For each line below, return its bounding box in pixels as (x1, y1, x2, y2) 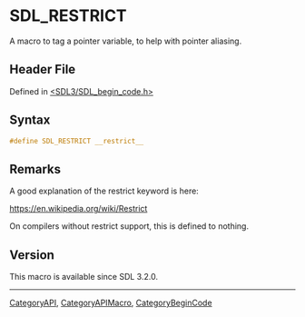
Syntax (9, 113, 51, 128)
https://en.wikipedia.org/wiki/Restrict (9, 203, 148, 214)
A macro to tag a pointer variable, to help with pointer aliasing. (9, 35, 242, 46)
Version (9, 247, 54, 263)
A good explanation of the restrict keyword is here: (9, 185, 200, 196)
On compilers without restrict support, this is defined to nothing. (9, 221, 250, 232)
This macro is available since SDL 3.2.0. (9, 272, 159, 282)
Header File (9, 62, 76, 77)
